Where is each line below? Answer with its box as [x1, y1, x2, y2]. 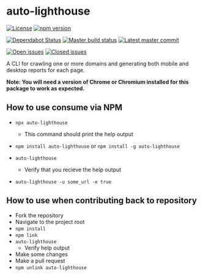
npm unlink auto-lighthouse [15, 264, 87, 271]
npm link [15, 232, 38, 239]
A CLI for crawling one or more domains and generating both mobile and [6, 60, 189, 67]
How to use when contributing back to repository [6, 195, 197, 206]
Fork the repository [15, 212, 64, 219]
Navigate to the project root [15, 218, 85, 225]
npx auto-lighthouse [15, 120, 68, 126]
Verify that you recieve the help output [24, 166, 122, 173]
